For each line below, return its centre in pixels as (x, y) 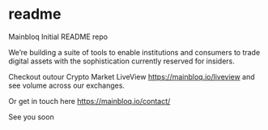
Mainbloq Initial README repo (58, 37)
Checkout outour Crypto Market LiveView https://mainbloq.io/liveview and (132, 76)
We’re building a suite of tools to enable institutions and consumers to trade (134, 52)
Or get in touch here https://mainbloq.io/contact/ (89, 101)
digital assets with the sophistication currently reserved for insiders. (121, 61)
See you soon (31, 117)
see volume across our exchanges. (67, 85)
